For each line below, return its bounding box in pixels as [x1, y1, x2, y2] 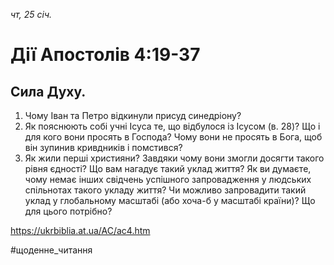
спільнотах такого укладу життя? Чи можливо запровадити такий [24, 184, 307, 196]
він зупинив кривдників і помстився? [24, 142, 183, 153]
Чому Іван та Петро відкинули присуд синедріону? [24, 110, 242, 121]
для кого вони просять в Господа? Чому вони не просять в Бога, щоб [24, 131, 323, 143]
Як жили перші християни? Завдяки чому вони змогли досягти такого [24, 152, 325, 164]
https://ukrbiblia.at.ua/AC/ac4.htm [10, 225, 151, 236]
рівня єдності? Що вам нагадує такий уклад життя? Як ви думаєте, [24, 163, 312, 174]
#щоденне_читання [10, 244, 93, 256]
